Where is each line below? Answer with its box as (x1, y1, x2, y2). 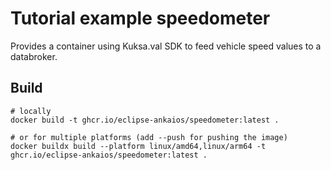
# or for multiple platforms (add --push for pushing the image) (10, 132, 288, 142)
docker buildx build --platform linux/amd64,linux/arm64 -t (10, 141, 267, 151)
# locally (10, 106, 52, 116)
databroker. (10, 50, 58, 62)
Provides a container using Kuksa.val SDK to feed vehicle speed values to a (10, 40, 322, 52)
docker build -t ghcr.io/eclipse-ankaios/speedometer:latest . (10, 115, 280, 125)
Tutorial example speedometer (10, 7, 271, 30)
